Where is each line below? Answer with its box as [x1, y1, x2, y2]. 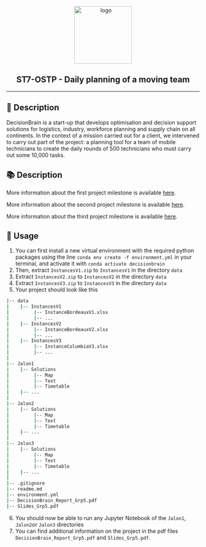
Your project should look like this [15, 286, 98, 294]
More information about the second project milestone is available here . [6, 201, 185, 208]
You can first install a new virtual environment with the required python [15, 247, 194, 254]
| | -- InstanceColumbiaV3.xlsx [6, 343, 109, 350]
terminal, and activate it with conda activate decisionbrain [15, 260, 166, 267]
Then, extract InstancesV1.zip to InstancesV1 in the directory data [15, 267, 183, 274]
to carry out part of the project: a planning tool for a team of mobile [6, 138, 176, 145]
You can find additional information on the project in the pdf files [15, 527, 178, 535]
